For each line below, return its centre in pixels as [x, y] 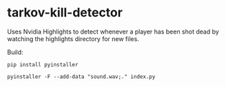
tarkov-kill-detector [65, 13]
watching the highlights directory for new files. [73, 38]
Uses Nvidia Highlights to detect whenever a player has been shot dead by [113, 32]
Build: [15, 52]
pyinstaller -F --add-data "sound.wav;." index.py [81, 77]
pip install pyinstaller [43, 64]
